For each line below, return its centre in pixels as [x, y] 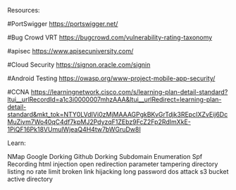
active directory [30, 179]
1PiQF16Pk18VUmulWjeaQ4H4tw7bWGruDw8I [74, 129]
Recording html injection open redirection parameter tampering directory [113, 164]
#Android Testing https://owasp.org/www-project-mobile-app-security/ [111, 78]
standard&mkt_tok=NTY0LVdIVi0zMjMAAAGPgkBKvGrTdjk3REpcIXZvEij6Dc [118, 114]
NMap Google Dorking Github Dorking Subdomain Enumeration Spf [105, 157]
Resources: [24, 10]
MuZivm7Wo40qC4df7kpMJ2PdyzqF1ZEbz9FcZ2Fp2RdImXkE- [99, 122]
